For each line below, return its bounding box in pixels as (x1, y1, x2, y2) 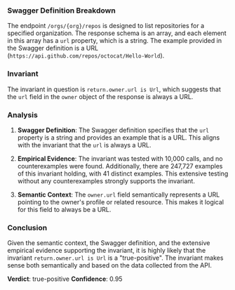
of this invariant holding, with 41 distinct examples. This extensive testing (17, 169, 229, 178)
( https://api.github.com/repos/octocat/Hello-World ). (7, 51, 165, 60)
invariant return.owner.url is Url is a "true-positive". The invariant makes (7, 253, 224, 262)
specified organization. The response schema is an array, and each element (7, 29, 227, 37)
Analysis (7, 110, 39, 119)
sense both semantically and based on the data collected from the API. (7, 261, 212, 270)
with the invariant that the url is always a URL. (17, 140, 152, 149)
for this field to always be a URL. (17, 205, 112, 213)
